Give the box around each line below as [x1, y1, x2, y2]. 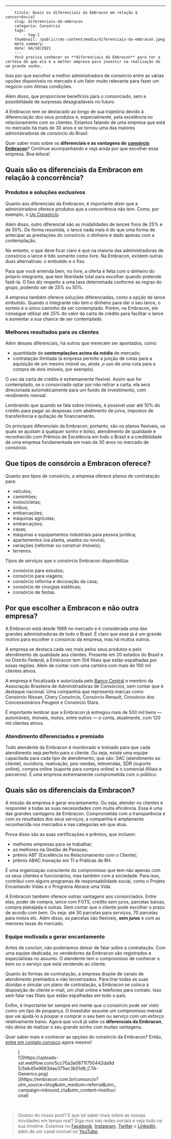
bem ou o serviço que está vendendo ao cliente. [5, 961, 107, 967]
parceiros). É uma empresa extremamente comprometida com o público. [5, 771, 158, 777]
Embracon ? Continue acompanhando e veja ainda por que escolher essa [5, 146, 159, 151]
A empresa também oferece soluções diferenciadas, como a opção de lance [5, 294, 165, 300]
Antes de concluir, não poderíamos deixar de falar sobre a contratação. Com [5, 945, 166, 951]
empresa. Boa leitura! [5, 151, 50, 157]
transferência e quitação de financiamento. [5, 413, 96, 419]
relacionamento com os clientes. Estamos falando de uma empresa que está [5, 119, 165, 125]
